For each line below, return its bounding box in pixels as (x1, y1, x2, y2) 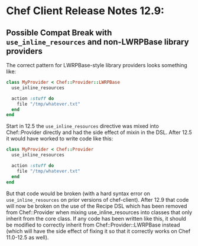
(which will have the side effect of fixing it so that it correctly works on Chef (6, 227, 191, 234)
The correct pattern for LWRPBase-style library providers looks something (6, 62, 187, 68)
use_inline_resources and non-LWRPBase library (6, 37, 189, 47)
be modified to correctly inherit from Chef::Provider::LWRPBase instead (6, 221, 180, 228)
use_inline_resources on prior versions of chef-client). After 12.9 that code (6, 196, 189, 203)
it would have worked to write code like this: (6, 135, 113, 142)
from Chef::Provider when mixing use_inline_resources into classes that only (6, 208, 193, 216)
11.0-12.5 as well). (6, 234, 49, 241)
